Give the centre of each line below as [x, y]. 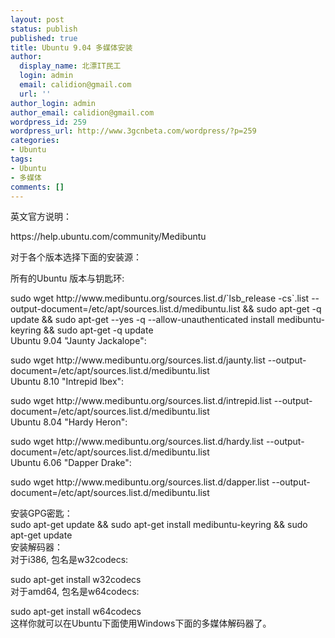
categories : [35, 141]
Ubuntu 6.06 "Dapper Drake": [71, 463]
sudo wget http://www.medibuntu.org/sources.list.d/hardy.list [137, 442]
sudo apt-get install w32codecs [76, 580]
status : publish [44, 29]
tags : [21, 159]
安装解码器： [36, 547]
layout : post [37, 19]
